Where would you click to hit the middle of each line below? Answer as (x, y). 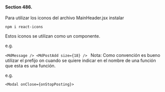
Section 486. (19, 7)
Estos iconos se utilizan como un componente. (53, 36)
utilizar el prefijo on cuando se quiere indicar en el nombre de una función (81, 61)
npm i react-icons (24, 27)
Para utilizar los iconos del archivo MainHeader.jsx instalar (65, 18)
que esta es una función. (30, 66)
